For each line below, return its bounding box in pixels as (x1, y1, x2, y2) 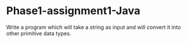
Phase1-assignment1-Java (6, 4, 141, 18)
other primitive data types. (6, 29, 72, 37)
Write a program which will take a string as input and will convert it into (6, 24, 181, 31)
